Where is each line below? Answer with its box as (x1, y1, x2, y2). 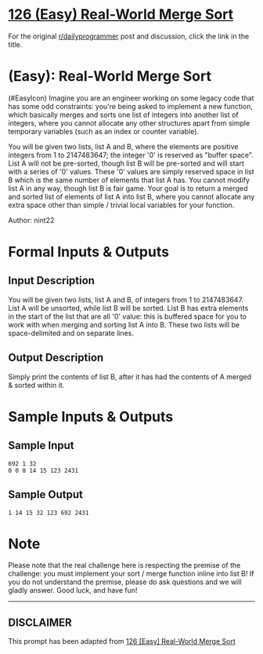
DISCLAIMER (8, 616, 72, 629)
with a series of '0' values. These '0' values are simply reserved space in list (8, 166, 254, 176)
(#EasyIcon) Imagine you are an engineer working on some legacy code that (8, 93, 254, 103)
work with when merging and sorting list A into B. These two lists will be (8, 320, 240, 329)
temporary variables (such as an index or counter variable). (8, 126, 200, 136)
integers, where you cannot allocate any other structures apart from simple (8, 118, 250, 127)
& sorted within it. (8, 380, 65, 389)
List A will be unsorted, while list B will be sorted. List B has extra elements (8, 303, 249, 312)
